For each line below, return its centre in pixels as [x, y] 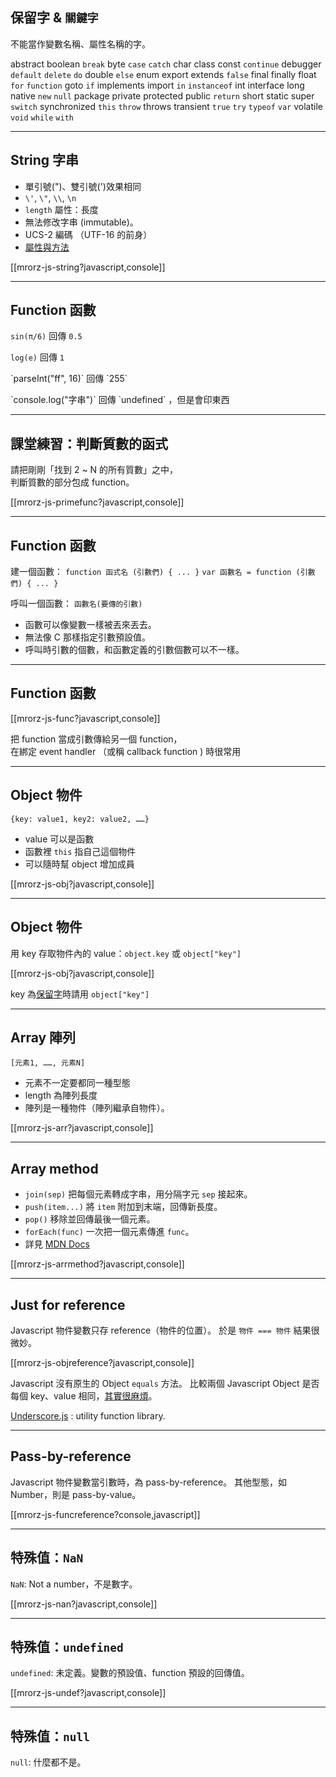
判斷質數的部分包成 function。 [72, 482]
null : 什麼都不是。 [48, 1762]
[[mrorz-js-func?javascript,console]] [85, 718]
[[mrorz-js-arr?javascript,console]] [82, 1128]
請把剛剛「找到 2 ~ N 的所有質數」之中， [94, 470]
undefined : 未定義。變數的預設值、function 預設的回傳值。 [130, 1673]
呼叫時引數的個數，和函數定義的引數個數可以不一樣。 [134, 650]
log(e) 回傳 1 [37, 357]
